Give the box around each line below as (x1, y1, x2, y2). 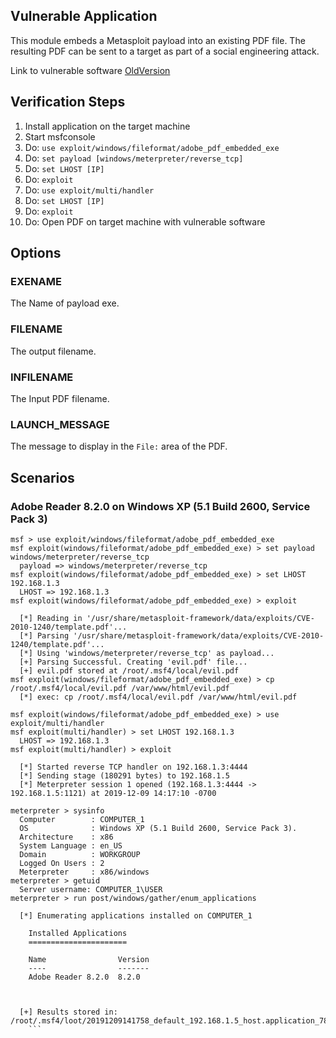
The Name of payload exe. (10, 297, 120, 309)
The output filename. (10, 345, 97, 357)
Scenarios (10, 469, 75, 486)
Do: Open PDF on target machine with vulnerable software (24, 215, 266, 228)
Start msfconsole (24, 130, 96, 143)
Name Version (28, 954, 150, 964)
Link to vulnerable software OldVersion (10, 64, 171, 76)
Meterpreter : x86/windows (19, 867, 150, 877)
